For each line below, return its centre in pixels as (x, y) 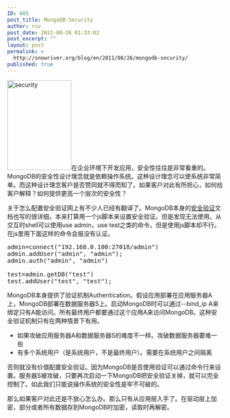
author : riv (24, 26)
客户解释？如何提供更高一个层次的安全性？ (67, 193)
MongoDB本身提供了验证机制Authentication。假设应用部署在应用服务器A (110, 295)
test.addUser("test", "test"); (60, 281)
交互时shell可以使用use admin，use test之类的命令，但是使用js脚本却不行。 (114, 225)
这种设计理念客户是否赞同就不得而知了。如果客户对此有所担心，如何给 (124, 185)
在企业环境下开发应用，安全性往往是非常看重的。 (140, 168)
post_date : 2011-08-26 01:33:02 (53, 32)
